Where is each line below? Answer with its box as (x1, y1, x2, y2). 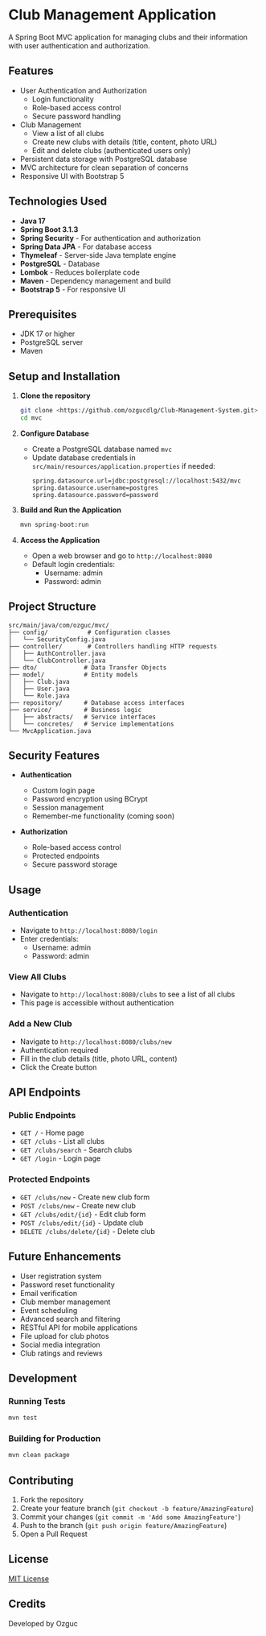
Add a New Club (8, 1018, 72, 1029)
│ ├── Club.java (8, 677, 70, 685)
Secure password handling (31, 111, 121, 121)
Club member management (19, 1297, 111, 1307)
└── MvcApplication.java (8, 727, 92, 735)
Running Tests (8, 1395, 66, 1406)
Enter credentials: (19, 934, 79, 944)
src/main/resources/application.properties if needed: (31, 461, 215, 470)
